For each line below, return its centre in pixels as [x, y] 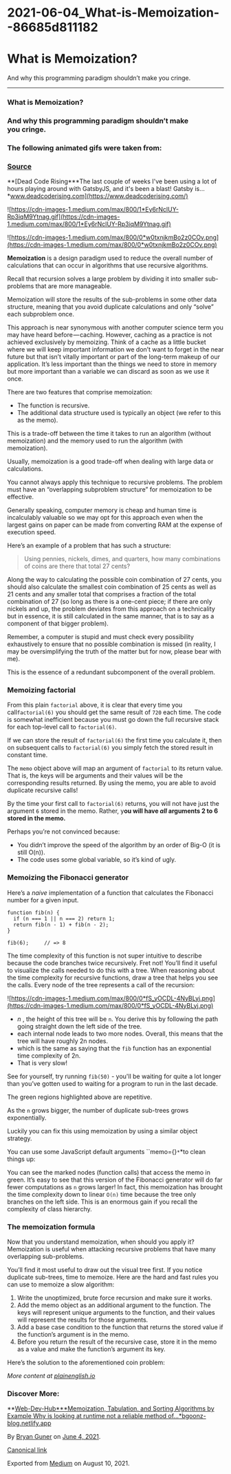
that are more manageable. [74, 286]
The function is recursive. [53, 405]
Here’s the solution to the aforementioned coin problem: [86, 1362]
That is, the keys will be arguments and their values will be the [95, 776]
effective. [21, 497]
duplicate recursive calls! [43, 790]
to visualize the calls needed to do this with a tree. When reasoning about [111, 970]
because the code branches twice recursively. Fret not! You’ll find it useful [112, 962]
